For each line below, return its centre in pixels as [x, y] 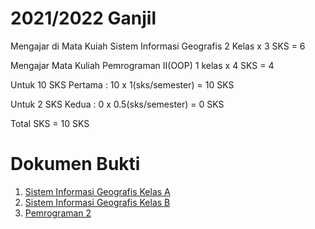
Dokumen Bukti [75, 164]
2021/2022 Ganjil [83, 18]
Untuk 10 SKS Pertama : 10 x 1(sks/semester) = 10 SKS [122, 84]
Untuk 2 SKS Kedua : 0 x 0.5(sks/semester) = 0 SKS [117, 104]
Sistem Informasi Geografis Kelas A [97, 191]
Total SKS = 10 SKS [50, 123]
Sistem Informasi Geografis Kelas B [97, 202]
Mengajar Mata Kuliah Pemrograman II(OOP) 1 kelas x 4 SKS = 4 [142, 65]
